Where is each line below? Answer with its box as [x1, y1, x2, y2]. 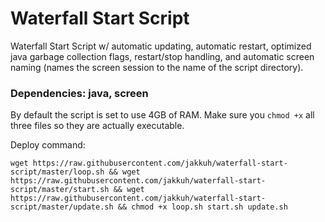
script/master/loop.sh [10, 167, 105, 177]
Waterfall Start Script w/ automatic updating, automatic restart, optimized [10, 40, 312, 52]
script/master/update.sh [10, 202, 114, 212]
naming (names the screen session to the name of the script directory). [10, 61, 304, 73]
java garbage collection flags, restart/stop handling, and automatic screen [10, 50, 315, 62]
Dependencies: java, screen [10, 86, 149, 100]
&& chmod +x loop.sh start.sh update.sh [117, 202, 288, 212]
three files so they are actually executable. [10, 120, 185, 132]
